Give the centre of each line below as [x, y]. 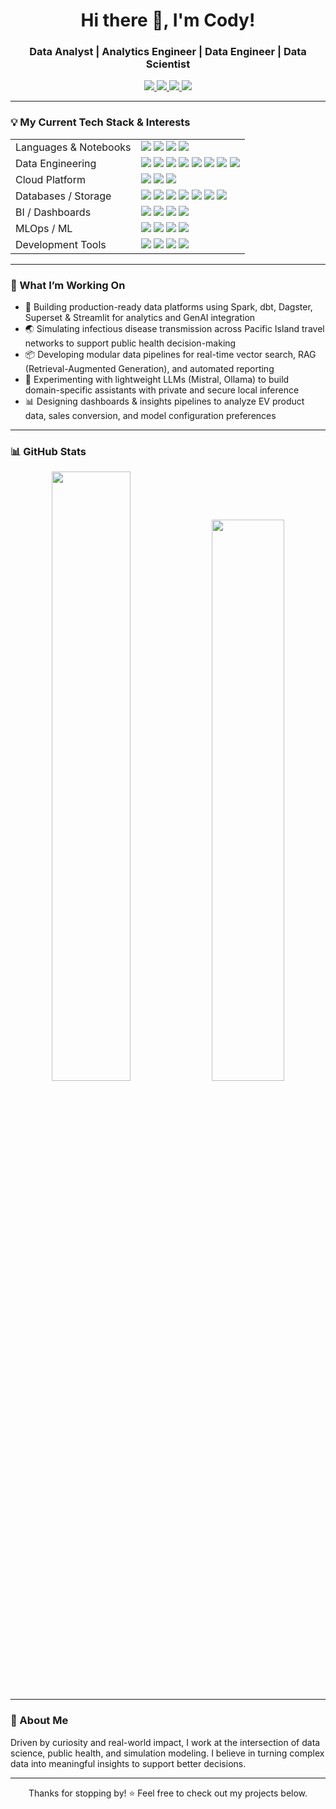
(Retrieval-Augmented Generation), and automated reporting [149, 369]
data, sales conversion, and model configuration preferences [150, 416]
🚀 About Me [39, 1721]
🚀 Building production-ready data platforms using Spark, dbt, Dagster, [168, 307]
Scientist [168, 64]
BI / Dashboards [53, 212]
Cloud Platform [50, 179]
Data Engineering [56, 163]
